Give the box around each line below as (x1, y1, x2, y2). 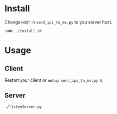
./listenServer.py (4, 104, 42, 109)
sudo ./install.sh (4, 28, 42, 33)
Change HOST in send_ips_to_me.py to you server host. (4, 19, 113, 25)
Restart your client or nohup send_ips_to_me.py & (4, 77, 103, 83)
